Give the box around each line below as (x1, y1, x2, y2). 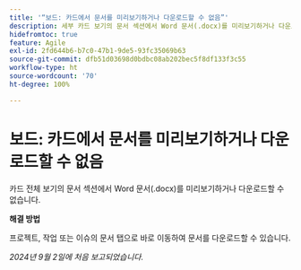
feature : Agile (9, 38, 66, 48)
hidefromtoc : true (9, 30, 78, 39)
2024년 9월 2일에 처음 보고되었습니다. (9, 251, 144, 262)
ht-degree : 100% (9, 80, 70, 89)
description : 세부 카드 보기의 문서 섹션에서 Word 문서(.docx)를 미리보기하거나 (9, 22, 275, 30)
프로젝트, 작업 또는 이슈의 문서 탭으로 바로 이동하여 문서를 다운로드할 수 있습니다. (9, 232, 291, 243)
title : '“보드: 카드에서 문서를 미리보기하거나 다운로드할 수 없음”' (9, 13, 229, 22)
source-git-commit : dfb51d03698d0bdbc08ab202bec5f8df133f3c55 (9, 55, 246, 64)
